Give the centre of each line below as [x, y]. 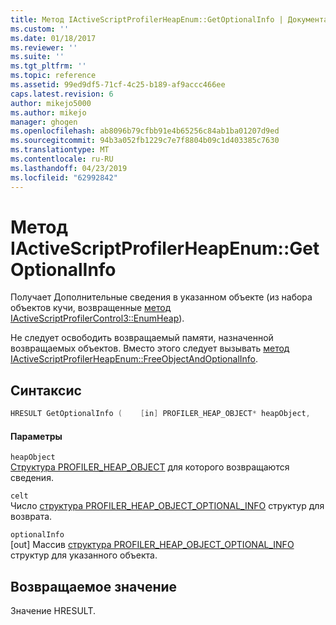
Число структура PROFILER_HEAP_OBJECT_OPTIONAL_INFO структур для [167, 506]
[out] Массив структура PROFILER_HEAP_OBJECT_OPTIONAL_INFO [152, 545]
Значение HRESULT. [53, 611]
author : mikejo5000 [51, 103]
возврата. [31, 517]
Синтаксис [46, 390]
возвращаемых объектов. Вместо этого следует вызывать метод [150, 348]
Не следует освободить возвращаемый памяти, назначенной [142, 338]
